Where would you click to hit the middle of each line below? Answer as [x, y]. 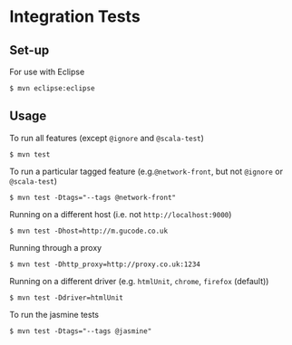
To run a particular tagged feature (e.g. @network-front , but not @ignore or [146, 171]
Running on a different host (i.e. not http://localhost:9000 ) [121, 214]
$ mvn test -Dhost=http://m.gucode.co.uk [89, 231]
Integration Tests [75, 17]
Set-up [29, 50]
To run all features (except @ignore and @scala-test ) [107, 138]
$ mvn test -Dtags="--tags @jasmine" [81, 331]
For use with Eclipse [47, 72]
